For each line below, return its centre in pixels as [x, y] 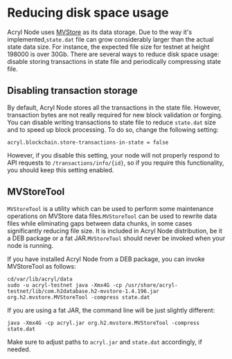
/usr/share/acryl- [151, 285]
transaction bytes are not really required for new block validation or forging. [115, 115]
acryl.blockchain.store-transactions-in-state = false [88, 142]
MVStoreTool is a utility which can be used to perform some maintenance [110, 208]
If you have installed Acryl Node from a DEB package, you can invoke [106, 259]
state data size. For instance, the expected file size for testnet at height [108, 47]
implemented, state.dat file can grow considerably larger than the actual [110, 39]
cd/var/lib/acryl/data [40, 279]
